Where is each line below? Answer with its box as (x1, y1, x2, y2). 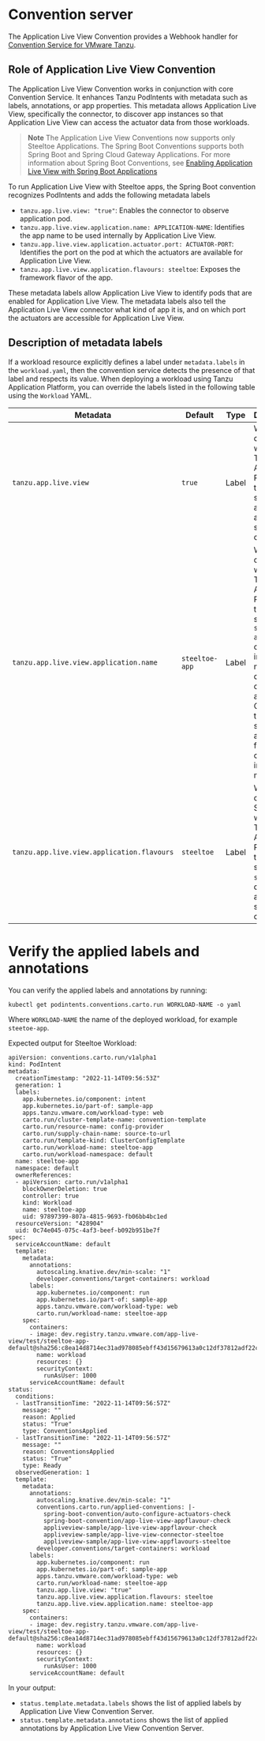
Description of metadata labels (8, 336, 163, 349)
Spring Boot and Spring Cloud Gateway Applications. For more (27, 149, 231, 159)
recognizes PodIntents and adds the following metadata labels (8, 190, 211, 199)
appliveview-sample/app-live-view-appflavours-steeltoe (43, 1537, 231, 1546)
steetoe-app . (8, 1023, 50, 1032)
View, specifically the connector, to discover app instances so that (8, 109, 223, 119)
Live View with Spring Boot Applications (27, 166, 158, 175)
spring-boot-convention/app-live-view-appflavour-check (43, 1517, 231, 1524)
